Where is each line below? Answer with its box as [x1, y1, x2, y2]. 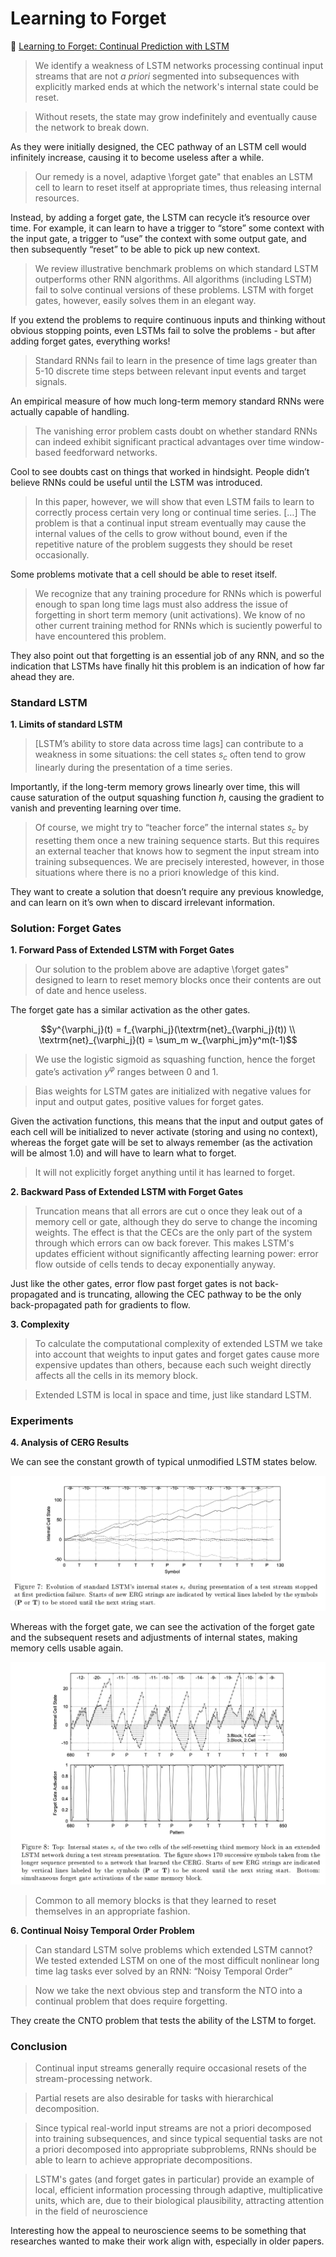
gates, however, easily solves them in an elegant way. [34, 294, 257, 306]
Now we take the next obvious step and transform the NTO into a [34, 1984, 303, 1996]
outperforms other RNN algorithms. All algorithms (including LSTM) [34, 273, 313, 285]
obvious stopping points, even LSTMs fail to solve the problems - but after [10, 324, 316, 336]
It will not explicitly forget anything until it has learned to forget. [34, 1166, 296, 1178]
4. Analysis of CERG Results [10, 1437, 130, 1449]
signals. [34, 375, 68, 387]
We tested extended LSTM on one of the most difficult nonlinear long [34, 1954, 320, 1966]
